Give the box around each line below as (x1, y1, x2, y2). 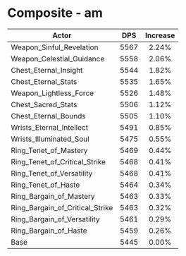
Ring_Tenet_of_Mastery (11, 145, 88, 155)
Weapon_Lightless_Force (11, 88, 94, 98)
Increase (144, 30, 175, 40)
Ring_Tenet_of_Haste (11, 180, 80, 190)
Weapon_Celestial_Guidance (11, 54, 105, 63)
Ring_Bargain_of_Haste (11, 226, 87, 236)
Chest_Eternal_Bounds (11, 111, 86, 121)
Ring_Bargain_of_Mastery (11, 191, 95, 201)
